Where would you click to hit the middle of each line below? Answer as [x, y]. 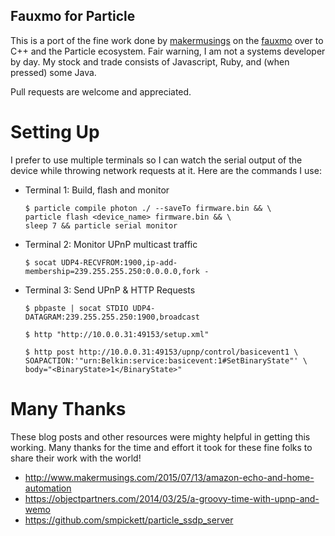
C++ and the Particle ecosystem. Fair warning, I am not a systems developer [168, 51]
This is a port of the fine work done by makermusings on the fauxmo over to [167, 40]
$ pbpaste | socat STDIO [76, 308]
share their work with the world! [76, 458]
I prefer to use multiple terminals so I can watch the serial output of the [156, 160]
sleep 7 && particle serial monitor [101, 225]
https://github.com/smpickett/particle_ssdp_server [129, 520]
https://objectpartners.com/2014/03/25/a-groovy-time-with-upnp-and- [172, 498]
